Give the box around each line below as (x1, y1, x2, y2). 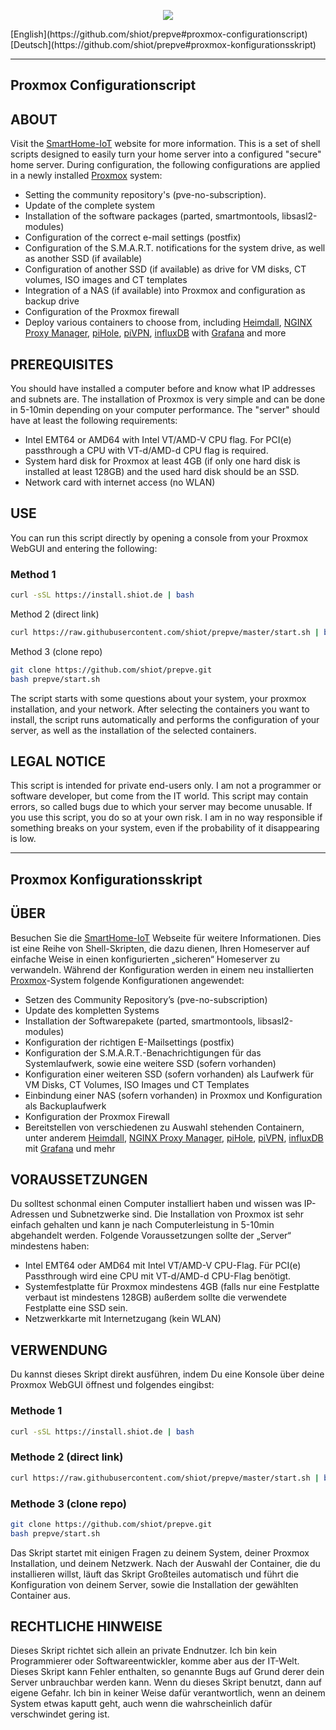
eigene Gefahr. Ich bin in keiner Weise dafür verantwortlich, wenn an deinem (10, 1687, 326, 1699)
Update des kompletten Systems (24, 1004, 160, 1016)
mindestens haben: (10, 1240, 90, 1252)
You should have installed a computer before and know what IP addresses (10, 383, 316, 395)
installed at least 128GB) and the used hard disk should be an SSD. (24, 466, 300, 478)
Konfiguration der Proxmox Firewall (24, 1110, 170, 1122)
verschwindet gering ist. (10, 1708, 110, 1720)
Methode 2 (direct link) (10, 1450, 124, 1464)
